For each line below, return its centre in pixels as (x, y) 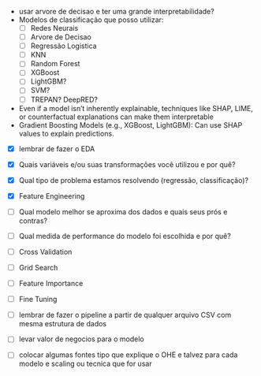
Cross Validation (45, 251)
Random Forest (55, 64)
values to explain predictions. (67, 133)
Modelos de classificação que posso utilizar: (91, 20)
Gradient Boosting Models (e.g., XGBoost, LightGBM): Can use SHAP (130, 125)
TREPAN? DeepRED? (64, 99)
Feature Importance (51, 284)
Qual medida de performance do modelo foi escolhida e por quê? (125, 236)
